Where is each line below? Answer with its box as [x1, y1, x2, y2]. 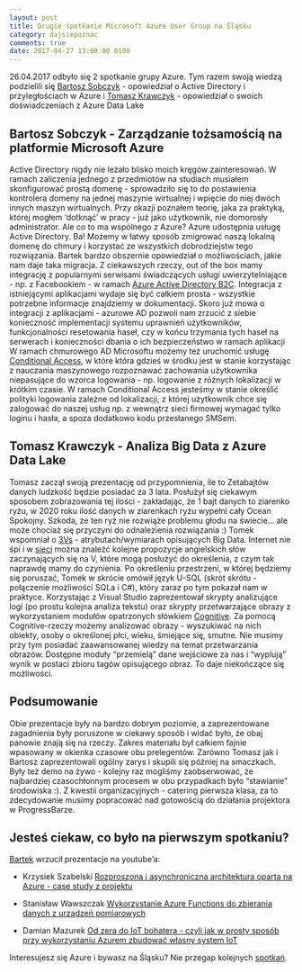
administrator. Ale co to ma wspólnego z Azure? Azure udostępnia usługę [9, 221, 281, 232]
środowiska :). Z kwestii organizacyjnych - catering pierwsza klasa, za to [9, 785, 279, 796]
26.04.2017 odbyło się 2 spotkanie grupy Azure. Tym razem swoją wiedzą [9, 71, 282, 82]
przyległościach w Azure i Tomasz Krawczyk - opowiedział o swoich [9, 91, 263, 102]
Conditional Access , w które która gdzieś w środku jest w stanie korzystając [9, 355, 291, 365]
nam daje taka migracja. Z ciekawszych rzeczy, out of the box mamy [9, 259, 263, 270]
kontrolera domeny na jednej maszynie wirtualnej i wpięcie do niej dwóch [9, 193, 280, 203]
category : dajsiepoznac [9, 30, 99, 39]
